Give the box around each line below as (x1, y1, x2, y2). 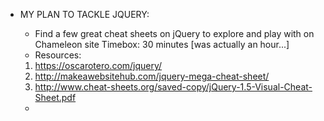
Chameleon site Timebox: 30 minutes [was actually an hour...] (34, 39, 290, 50)
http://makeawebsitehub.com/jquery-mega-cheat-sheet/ (34, 70, 270, 82)
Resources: (34, 49, 82, 61)
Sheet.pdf (34, 92, 77, 103)
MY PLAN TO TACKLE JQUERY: (19, 9, 150, 20)
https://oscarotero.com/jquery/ (34, 60, 163, 71)
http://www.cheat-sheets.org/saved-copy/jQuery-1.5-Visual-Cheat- (34, 81, 313, 93)
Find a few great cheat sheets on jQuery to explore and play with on (34, 28, 315, 39)
